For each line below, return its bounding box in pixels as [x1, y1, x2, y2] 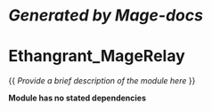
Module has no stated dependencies [8, 92, 147, 103]
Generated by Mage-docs [8, 5, 204, 26]
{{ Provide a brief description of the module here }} [8, 76, 196, 86]
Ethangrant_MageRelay [8, 46, 186, 67]
